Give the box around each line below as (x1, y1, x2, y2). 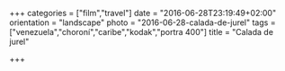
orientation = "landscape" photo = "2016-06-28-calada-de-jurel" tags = (9, 17, 276, 28)
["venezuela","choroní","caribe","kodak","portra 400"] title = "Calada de (9, 27, 274, 37)
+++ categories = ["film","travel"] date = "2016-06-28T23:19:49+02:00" (9, 8, 277, 18)
